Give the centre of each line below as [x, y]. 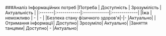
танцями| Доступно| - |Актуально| [42, 28]
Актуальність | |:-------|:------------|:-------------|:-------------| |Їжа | [79, 13]
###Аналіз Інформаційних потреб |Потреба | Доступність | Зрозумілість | [83, 8]
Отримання [17, 23]
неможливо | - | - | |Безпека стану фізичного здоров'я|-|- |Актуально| [79, 18]
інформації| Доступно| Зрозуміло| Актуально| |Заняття [89, 23]
